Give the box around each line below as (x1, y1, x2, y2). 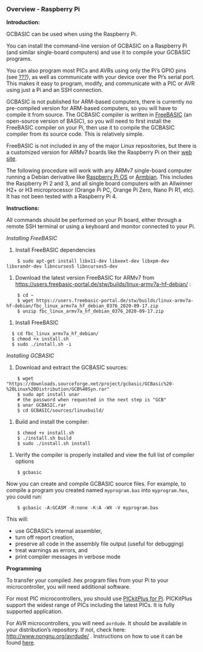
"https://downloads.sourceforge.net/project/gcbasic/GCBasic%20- (6, 381, 175, 387)
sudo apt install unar (22, 392, 80, 398)
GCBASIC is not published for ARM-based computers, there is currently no (6, 98, 193, 105)
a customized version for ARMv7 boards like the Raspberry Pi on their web (6, 148, 192, 156)
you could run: (6, 493, 42, 501)
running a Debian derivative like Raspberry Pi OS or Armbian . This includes (6, 173, 193, 181)
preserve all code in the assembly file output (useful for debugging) (15, 540, 184, 547)
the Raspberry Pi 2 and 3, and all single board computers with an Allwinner (6, 180, 193, 187)
